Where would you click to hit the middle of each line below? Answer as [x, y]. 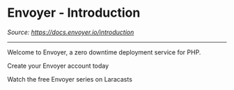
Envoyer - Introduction [74, 13]
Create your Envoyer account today [58, 66]
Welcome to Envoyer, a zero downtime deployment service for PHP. [104, 52]
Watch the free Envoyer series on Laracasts [70, 79]
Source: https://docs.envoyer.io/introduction [71, 32]
